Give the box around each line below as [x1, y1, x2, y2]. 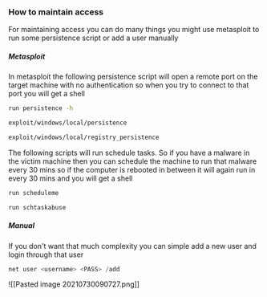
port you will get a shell [8, 89, 86, 99]
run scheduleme [8, 189, 59, 197]
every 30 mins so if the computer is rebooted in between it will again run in [8, 165, 256, 174]
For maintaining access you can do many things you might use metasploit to [8, 25, 260, 35]
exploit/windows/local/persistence [8, 119, 127, 127]
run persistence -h [8, 104, 74, 112]
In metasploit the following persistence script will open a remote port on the [8, 71, 258, 82]
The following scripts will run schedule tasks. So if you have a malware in [8, 148, 250, 157]
